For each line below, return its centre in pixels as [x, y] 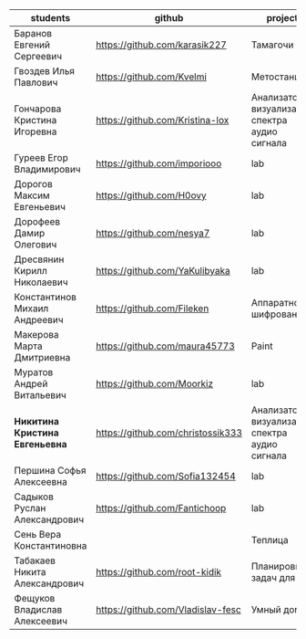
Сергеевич [38, 56]
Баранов [33, 33]
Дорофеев [37, 221]
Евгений [32, 45]
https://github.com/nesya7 [153, 233]
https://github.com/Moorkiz [154, 384]
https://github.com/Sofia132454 [166, 476]
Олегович [36, 244]
